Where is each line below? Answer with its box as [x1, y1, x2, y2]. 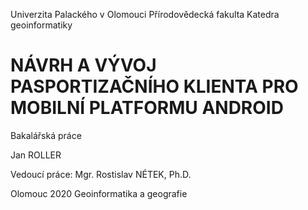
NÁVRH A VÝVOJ [10, 54, 157, 77]
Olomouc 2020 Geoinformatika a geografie [10, 187, 188, 199]
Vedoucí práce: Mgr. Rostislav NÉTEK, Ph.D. [10, 168, 192, 180]
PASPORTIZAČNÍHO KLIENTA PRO [10, 75, 299, 98]
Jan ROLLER [10, 149, 62, 161]
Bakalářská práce [10, 129, 82, 141]
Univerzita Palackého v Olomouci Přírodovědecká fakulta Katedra [10, 9, 280, 20]
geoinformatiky [10, 19, 73, 31]
